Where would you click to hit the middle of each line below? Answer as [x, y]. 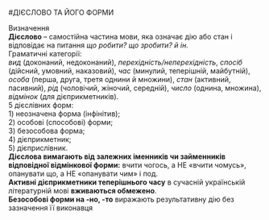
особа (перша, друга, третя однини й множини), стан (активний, [120, 79]
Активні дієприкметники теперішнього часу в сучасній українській [127, 182]
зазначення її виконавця [51, 208]
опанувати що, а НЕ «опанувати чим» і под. [83, 174]
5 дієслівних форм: [41, 105]
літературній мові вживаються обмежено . [83, 191]
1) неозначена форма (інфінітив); [64, 114]
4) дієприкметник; [40, 139]
